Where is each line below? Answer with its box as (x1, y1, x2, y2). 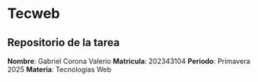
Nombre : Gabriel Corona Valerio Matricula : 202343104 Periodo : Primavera (7, 56, 251, 66)
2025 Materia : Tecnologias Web (7, 65, 111, 74)
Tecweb (7, 5, 60, 23)
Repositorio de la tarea (7, 36, 120, 49)
